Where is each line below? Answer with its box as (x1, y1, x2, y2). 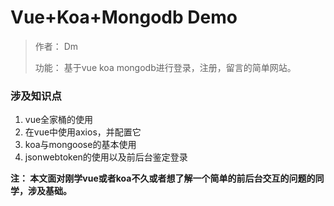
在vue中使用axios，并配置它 (24, 126, 142, 138)
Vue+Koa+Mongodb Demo (10, 6, 238, 29)
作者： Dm (34, 40, 79, 52)
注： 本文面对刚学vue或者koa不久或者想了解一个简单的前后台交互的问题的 (10, 172, 316, 185)
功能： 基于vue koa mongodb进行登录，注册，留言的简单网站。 (34, 61, 297, 73)
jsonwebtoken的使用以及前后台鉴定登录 (24, 151, 188, 163)
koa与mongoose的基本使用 (24, 139, 137, 151)
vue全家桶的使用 (24, 114, 94, 126)
